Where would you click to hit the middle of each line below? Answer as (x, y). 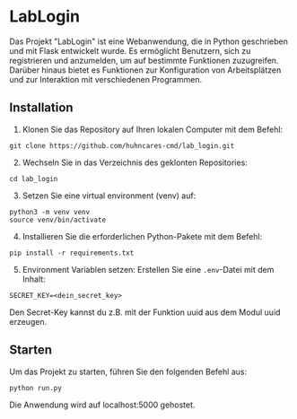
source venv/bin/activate (57, 220)
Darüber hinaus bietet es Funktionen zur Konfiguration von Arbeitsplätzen (145, 70)
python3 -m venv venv (50, 212)
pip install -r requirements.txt (72, 253)
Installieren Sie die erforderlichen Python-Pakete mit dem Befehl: (142, 236)
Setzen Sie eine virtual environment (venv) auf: (109, 196)
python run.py (36, 388)
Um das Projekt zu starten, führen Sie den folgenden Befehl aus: (128, 371)
